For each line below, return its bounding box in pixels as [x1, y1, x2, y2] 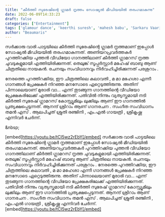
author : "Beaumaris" [5, 30, 48, 35]
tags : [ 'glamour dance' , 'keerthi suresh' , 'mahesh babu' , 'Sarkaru [5, 26, 148, 31]
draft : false [5, 16, 32, 21]
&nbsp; [5, 124, 20, 130]
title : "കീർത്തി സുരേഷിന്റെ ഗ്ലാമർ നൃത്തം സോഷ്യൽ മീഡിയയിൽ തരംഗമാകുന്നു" [5, 7, 155, 12]
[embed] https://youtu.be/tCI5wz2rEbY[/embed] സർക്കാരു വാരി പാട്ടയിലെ [5, 134, 155, 140]
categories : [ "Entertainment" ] [5, 21, 69, 26]
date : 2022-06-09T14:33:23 [5, 12, 60, 17]
